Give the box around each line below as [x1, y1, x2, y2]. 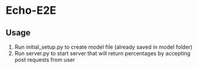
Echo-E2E [5, 4, 56, 17]
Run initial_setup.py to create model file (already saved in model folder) [14, 43, 193, 50]
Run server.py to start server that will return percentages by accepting [14, 50, 191, 57]
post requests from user [14, 56, 75, 63]
